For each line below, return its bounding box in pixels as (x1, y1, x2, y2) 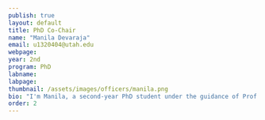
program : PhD (8, 63, 52, 71)
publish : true (8, 11, 56, 20)
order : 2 (8, 99, 37, 107)
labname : (8, 70, 37, 78)
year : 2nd (8, 56, 41, 64)
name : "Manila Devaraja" (8, 33, 90, 42)
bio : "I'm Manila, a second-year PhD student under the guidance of (8, 92, 240, 100)
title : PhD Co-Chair (8, 26, 77, 34)
